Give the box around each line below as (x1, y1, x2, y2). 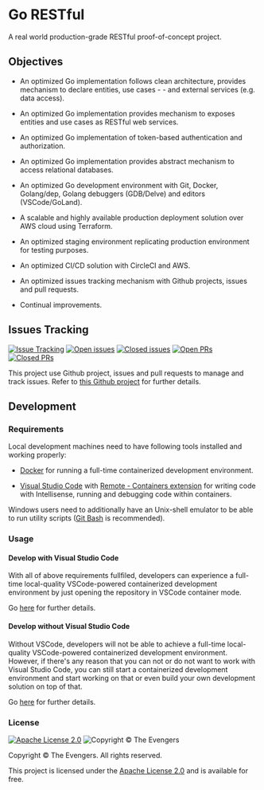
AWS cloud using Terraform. (19, 221, 113, 230)
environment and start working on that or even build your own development (8, 673, 256, 682)
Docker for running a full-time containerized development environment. (19, 466, 254, 475)
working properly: (8, 450, 67, 460)
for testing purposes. (19, 245, 89, 254)
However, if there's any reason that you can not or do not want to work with (8, 656, 256, 666)
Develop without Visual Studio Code (8, 621, 130, 631)
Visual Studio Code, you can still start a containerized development (8, 664, 228, 674)
